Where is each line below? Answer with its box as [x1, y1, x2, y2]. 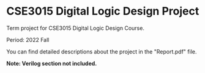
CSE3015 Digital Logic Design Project [6, 4, 199, 18]
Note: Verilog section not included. [6, 60, 97, 67]
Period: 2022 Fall [6, 36, 50, 43]
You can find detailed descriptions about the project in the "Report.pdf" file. [6, 47, 197, 55]
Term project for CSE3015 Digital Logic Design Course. [6, 24, 145, 32]
